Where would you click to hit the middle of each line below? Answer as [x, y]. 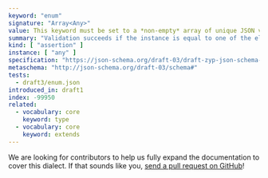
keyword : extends [51, 134]
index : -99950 [32, 97]
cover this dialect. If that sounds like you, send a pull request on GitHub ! [126, 165]
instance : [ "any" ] [43, 53]
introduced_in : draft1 [46, 90]
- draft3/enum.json [48, 82]
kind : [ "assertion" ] [46, 45]
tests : [19, 75]
